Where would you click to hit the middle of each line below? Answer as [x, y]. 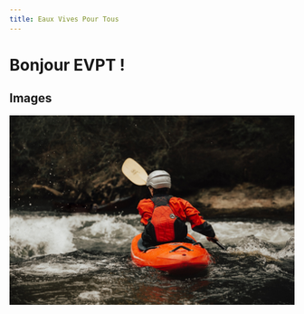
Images [31, 98]
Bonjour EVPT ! [67, 65]
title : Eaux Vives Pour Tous [64, 19]
